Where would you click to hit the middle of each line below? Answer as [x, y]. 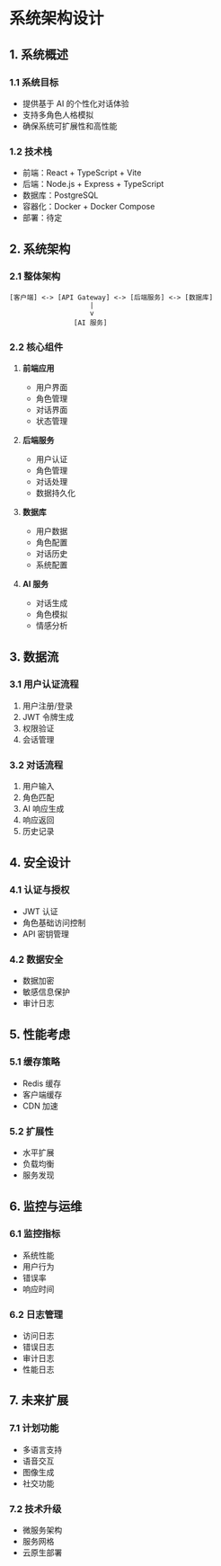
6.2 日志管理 [36, 1314]
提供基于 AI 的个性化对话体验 [76, 103]
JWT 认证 [40, 911]
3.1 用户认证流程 [44, 684]
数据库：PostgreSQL [60, 195]
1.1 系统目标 [34, 82]
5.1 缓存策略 [35, 1062]
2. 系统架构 [40, 249]
